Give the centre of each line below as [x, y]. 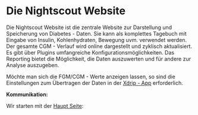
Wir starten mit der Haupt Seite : [45, 106]
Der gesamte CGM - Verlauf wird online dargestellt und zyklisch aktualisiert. [99, 46]
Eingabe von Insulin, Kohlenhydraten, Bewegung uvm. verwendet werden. [97, 40]
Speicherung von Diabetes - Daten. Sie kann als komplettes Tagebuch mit [96, 33]
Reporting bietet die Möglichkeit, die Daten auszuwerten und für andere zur [99, 59]
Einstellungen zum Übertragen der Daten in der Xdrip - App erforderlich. [95, 83]
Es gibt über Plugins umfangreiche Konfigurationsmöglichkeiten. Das [90, 52]
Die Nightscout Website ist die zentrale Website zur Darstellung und [89, 27]
